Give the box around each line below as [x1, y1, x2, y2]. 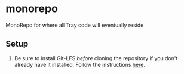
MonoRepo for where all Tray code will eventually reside [5, 21, 144, 29]
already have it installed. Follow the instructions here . [14, 61, 146, 68]
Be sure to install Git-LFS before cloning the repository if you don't [14, 54, 178, 61]
